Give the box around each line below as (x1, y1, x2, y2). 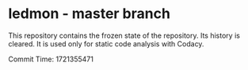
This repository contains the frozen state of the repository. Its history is (8, 31, 240, 40)
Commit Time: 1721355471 (8, 54, 93, 64)
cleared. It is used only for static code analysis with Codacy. (8, 39, 204, 48)
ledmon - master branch (8, 5, 170, 23)
